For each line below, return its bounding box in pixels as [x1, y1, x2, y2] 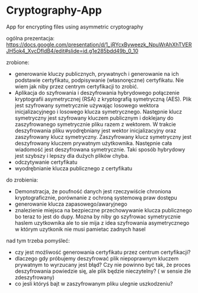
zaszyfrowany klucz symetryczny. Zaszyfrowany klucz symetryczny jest [14, 133, 191, 140]
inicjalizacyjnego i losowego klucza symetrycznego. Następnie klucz [14, 108, 183, 115]
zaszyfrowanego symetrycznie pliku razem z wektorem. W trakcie [14, 120, 176, 128]
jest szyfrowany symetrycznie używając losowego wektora [14, 101, 159, 109]
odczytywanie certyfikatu [14, 158, 78, 165]
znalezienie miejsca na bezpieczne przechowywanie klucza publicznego [14, 206, 193, 214]
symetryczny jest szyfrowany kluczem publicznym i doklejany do [14, 114, 174, 122]
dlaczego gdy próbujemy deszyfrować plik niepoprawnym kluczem [14, 254, 179, 262]
